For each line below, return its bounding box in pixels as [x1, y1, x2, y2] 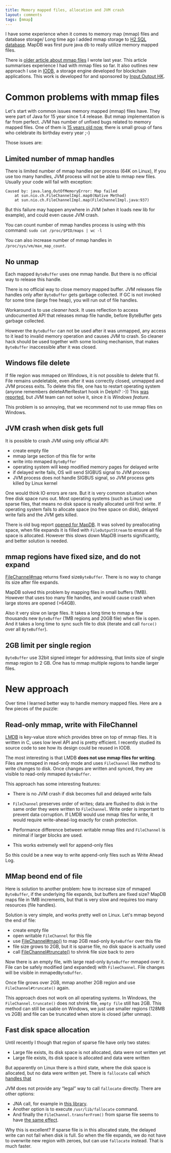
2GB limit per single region [5, 641, 91, 649]
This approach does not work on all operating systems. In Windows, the [5, 994, 157, 1000]
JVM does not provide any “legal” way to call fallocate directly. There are [5, 1085, 161, 1091]
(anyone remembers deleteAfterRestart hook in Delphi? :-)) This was [5, 388, 149, 394]
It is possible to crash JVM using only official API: [5, 437, 109, 444]
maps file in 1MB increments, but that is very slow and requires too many [5, 896, 158, 903]
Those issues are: [5, 140, 43, 146]
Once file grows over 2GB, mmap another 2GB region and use [5, 979, 135, 985]
